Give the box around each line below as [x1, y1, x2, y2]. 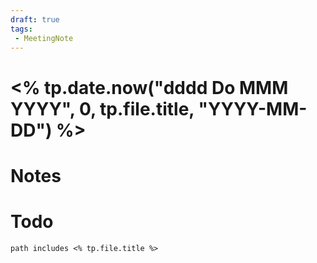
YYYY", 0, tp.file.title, [10, 97, 195, 120]
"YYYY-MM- [198, 97, 308, 120]
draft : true [10, 14, 60, 25]
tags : [10, 24, 33, 34]
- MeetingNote [14, 33, 74, 43]
